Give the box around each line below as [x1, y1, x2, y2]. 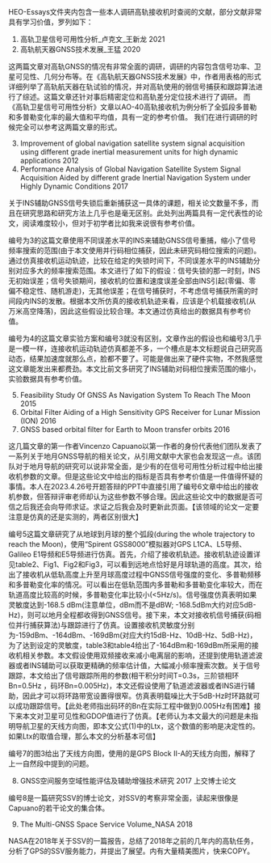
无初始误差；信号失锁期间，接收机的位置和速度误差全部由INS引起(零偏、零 [8, 276, 256, 286]
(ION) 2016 [19, 416, 56, 425]
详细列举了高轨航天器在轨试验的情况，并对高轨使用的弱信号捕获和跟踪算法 [8, 82, 256, 91]
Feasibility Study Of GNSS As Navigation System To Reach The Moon [19, 391, 251, 400]
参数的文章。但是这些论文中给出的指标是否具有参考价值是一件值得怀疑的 [22, 472, 263, 481]
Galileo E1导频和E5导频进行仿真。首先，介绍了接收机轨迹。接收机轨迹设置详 [8, 549, 261, 559]
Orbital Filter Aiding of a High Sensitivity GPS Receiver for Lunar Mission [19, 408, 261, 417]
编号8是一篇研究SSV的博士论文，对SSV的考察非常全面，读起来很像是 [8, 793, 239, 802]
